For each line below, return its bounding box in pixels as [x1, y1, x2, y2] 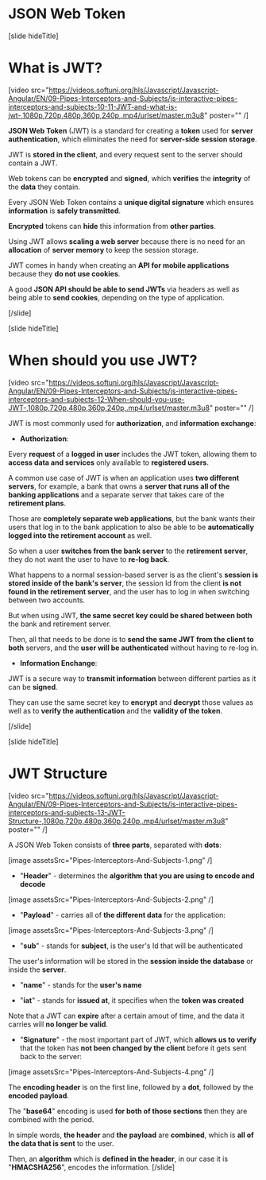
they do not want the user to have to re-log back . [8, 554, 170, 564]
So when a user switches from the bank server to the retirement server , [8, 546, 249, 555]
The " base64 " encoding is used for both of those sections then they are [8, 1106, 248, 1116]
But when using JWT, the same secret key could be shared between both [8, 610, 253, 620]
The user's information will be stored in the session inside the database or [8, 956, 254, 965]
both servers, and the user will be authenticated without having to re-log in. [8, 643, 259, 652]
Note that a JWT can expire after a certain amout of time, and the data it [8, 1011, 245, 1020]
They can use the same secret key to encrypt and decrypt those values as [8, 697, 254, 707]
